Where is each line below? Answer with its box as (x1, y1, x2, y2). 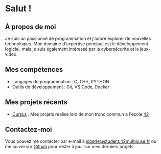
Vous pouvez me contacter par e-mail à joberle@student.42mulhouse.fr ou (5, 138, 157, 144)
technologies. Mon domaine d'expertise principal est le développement (5, 41, 148, 47)
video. (5, 51, 18, 57)
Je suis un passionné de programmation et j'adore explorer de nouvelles (5, 35, 151, 41)
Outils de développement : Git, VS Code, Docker (12, 84, 110, 90)
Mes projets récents (5, 98, 68, 106)
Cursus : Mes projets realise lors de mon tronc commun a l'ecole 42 (12, 111, 149, 117)
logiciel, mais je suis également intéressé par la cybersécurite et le (5, 46, 139, 52)
